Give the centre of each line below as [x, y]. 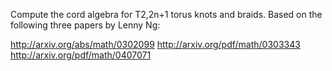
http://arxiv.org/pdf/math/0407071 [81, 55]
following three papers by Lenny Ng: [85, 25]
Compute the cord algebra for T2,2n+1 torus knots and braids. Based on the [166, 14]
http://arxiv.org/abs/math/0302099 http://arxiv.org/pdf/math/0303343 [155, 44]
